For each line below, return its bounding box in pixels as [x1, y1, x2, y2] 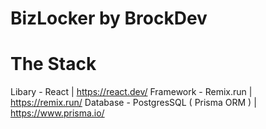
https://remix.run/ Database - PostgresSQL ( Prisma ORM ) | [10, 97, 257, 109]
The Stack [10, 53, 97, 76]
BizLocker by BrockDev [10, 7, 208, 30]
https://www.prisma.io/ [10, 107, 105, 119]
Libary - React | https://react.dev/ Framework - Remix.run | [10, 86, 253, 98]
